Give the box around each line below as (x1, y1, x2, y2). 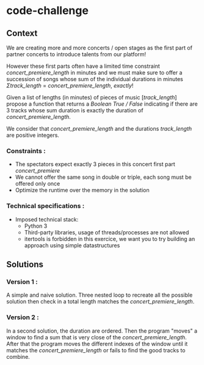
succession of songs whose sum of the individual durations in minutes (6, 76, 183, 82)
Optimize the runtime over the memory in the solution (15, 187, 150, 194)
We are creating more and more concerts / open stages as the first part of (6, 44, 192, 51)
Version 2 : (6, 313, 39, 322)
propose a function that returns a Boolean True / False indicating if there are (6, 100, 198, 107)
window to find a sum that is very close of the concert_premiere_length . (6, 333, 188, 341)
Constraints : (6, 146, 46, 155)
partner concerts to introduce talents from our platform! (6, 51, 147, 58)
